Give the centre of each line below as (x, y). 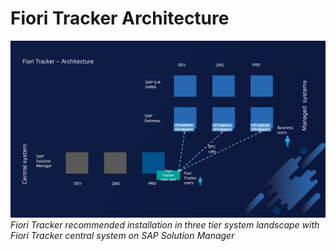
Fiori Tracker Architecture (120, 18)
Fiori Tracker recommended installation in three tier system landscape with (165, 225)
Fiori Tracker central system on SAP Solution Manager (122, 236)
